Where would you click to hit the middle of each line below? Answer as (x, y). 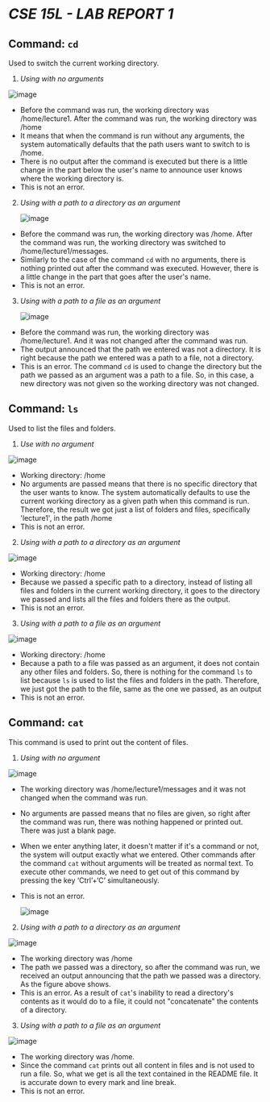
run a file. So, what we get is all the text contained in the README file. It (139, 1074)
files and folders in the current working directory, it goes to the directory (140, 590)
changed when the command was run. (84, 797)
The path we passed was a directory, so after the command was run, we (140, 967)
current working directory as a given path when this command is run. (135, 501)
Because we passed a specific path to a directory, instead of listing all (136, 582)
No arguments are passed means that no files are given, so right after (135, 813)
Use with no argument (57, 443)
